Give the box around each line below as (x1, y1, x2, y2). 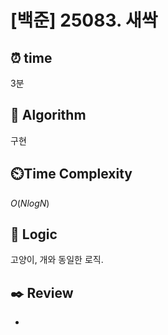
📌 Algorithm (10, 107, 87, 124)
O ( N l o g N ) (10, 197, 50, 209)
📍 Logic (10, 226, 58, 243)
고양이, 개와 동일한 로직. (10, 254, 104, 266)
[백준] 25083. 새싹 (10, 9, 158, 32)
